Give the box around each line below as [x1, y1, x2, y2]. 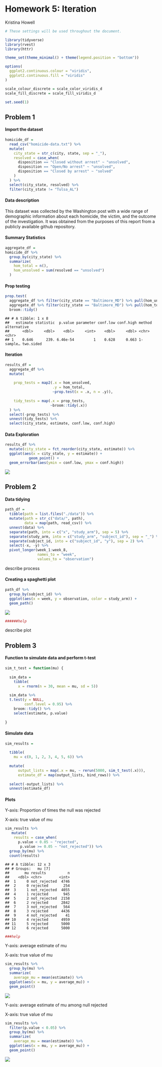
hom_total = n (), [13, 263, 49, 269]
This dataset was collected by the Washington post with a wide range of [5, 208, 148, 214]
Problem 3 [5, 641, 37, 650]
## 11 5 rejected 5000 [5, 921, 70, 926]
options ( [5, 64, 23, 69]
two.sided [22, 341, 42, 346]
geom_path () [9, 601, 34, 605]
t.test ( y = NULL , [9, 697, 44, 702]
